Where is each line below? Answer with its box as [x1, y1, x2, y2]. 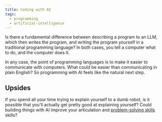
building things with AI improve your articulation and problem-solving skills [5, 107, 155, 113]
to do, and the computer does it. [5, 50, 70, 56]
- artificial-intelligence [9, 20, 64, 26]
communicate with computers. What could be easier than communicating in [5, 64, 158, 70]
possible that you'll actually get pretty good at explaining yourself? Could [5, 102, 152, 108]
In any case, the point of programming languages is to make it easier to [5, 59, 148, 65]
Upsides [5, 83, 31, 92]
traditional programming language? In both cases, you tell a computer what [5, 44, 156, 50]
